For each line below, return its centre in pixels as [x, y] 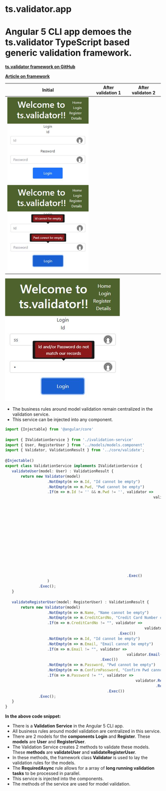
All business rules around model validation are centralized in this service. [86, 731]
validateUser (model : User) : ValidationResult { [62, 471]
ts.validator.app [38, 9]
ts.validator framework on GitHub [40, 67]
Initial [48, 90]
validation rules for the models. [44, 763]
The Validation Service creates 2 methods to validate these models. [81, 747]
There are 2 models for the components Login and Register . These [81, 736]
